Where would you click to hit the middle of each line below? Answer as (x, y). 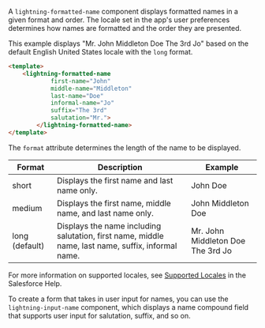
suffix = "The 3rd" (79, 111)
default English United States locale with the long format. (101, 52)
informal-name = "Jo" (82, 103)
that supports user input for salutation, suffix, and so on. (99, 315)
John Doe (209, 185)
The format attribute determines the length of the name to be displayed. (125, 147)
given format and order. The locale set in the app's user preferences (119, 20)
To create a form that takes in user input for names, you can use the (118, 299)
